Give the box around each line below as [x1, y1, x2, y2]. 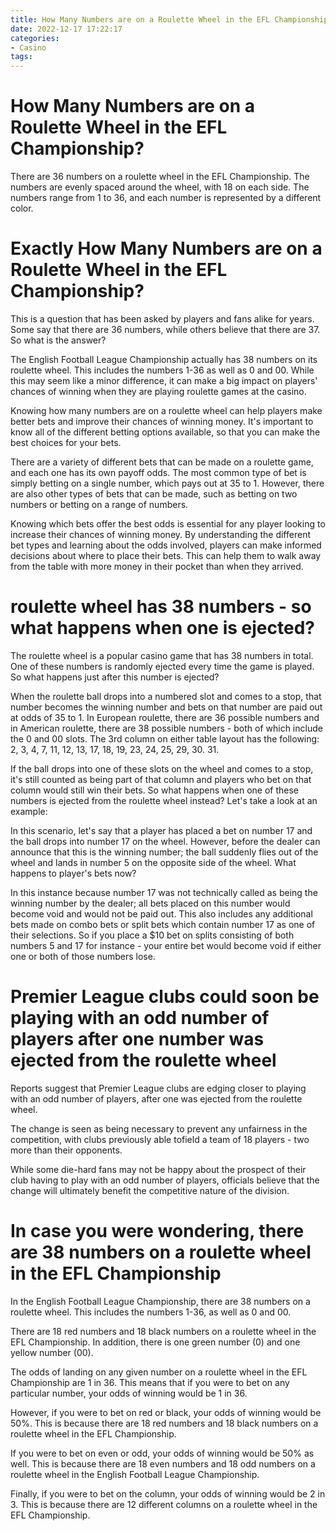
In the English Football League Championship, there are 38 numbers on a [10, 1295, 311, 1307]
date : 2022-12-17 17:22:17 [10, 24, 123, 34]
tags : [10, 52, 33, 62]
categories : [10, 33, 60, 43]
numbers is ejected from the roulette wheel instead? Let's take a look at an [10, 794, 318, 806]
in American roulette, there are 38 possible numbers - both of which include [10, 722, 323, 734]
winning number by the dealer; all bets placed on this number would [10, 897, 291, 909]
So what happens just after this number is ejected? [10, 671, 220, 683]
